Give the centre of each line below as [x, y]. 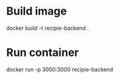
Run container [42, 53]
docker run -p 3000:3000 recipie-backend [60, 69]
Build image [37, 11]
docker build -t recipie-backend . [48, 28]
